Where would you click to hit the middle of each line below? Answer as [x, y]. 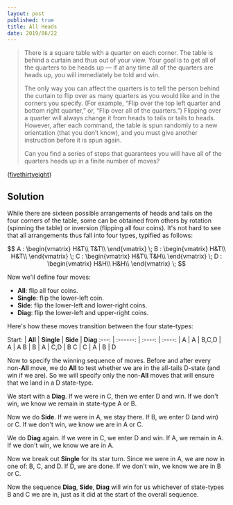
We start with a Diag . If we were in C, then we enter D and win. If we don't [113, 396]
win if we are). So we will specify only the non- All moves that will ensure [111, 376]
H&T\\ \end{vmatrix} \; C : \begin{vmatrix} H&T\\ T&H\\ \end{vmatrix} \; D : [116, 256]
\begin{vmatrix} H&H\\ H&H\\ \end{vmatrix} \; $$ [116, 264]
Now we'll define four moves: [49, 277]
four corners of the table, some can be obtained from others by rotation [109, 221]
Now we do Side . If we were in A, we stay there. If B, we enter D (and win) [113, 417]
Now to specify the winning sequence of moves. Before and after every [109, 361]
